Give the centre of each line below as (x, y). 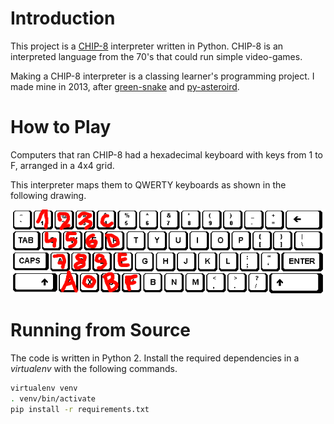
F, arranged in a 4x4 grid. (62, 165)
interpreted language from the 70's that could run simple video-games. (156, 56)
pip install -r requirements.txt (80, 409)
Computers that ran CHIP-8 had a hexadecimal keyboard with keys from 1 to (166, 154)
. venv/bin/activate (53, 399)
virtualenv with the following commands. (94, 369)
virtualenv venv (44, 388)
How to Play (61, 127)
